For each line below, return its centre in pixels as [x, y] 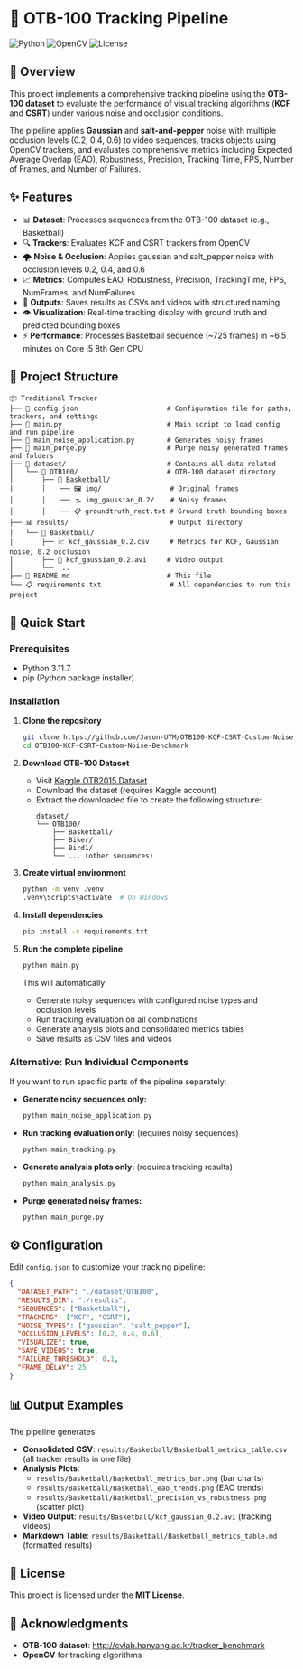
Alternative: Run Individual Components [99, 1062]
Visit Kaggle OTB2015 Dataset [92, 781]
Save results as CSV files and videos [104, 1038]
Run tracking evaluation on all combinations [117, 1019]
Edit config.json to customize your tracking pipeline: [107, 1267]
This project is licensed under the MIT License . [97, 1595]
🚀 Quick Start [47, 623]
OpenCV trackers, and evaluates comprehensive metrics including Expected [151, 149]
